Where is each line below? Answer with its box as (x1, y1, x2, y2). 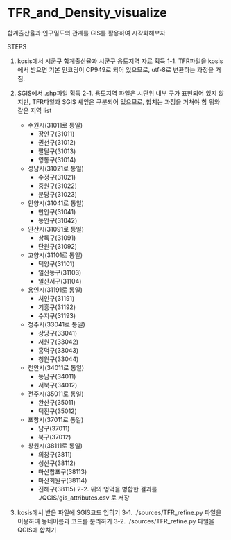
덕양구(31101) (37, 259, 75, 268)
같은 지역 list (17, 106, 52, 114)
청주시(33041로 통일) (27, 320, 85, 329)
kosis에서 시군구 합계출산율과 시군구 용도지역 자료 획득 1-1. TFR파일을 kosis (17, 57, 223, 65)
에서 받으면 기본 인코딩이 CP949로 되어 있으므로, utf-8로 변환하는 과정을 (17, 65, 214, 73)
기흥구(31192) (37, 303, 76, 311)
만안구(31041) (37, 207, 76, 216)
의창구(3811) (37, 450, 72, 458)
